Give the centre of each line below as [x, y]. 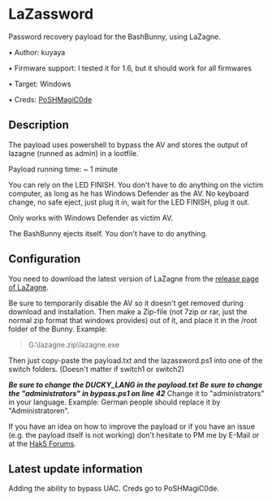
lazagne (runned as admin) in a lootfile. [74, 153]
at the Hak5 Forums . [42, 443]
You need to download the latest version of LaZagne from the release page [134, 279]
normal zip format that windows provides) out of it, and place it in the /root [133, 320]
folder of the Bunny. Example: [58, 329]
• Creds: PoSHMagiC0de [50, 99]
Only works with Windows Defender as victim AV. [91, 218]
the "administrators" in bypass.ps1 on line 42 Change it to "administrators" [136, 393]
